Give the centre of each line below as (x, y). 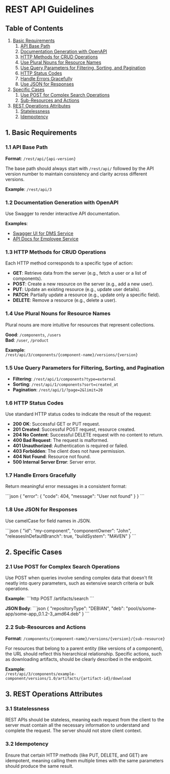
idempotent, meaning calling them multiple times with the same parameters (84, 760)
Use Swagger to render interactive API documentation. (63, 213)
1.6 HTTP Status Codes (34, 403)
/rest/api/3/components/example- (41, 674)
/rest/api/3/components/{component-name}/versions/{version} (72, 355)
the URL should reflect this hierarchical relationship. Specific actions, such (83, 654)
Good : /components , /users (33, 335)
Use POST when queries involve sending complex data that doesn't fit (79, 578)
